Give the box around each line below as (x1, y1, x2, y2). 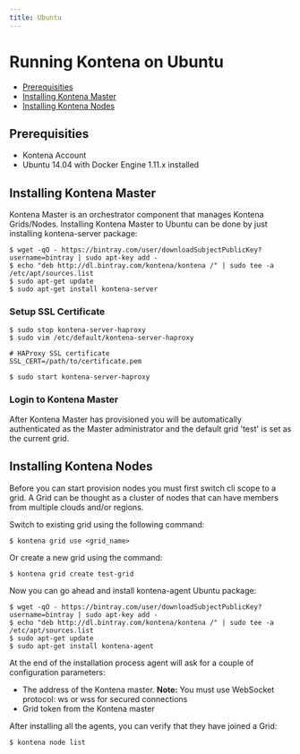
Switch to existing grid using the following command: (9, 518, 205, 529)
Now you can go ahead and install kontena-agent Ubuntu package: (9, 585, 257, 595)
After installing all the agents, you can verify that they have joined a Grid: (9, 720, 278, 731)
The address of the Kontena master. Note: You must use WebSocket (21, 684, 275, 695)
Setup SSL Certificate (9, 305, 106, 318)
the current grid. (9, 433, 70, 443)
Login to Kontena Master (9, 393, 119, 406)
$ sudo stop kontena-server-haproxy (9, 326, 146, 335)
